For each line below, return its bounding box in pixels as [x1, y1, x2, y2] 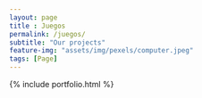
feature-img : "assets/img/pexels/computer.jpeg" [9, 46, 194, 55]
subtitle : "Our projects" [9, 37, 105, 47]
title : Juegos [9, 21, 66, 30]
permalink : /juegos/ [9, 29, 87, 38]
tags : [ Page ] [9, 54, 58, 63]
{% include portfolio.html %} [9, 79, 114, 89]
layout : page [9, 12, 58, 22]
